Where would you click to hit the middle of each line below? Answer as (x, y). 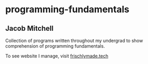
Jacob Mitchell (29, 28)
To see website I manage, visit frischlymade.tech (57, 56)
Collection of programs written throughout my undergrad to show (74, 40)
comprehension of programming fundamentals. (55, 46)
